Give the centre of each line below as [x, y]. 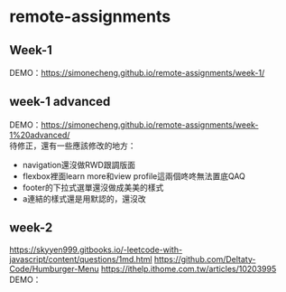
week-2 [31, 228]
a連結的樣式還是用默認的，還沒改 [84, 198]
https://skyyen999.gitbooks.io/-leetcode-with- [96, 250]
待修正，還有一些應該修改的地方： [73, 146]
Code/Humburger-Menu [54, 268]
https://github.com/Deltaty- [205, 259]
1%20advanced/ [40, 135]
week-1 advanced [60, 102]
